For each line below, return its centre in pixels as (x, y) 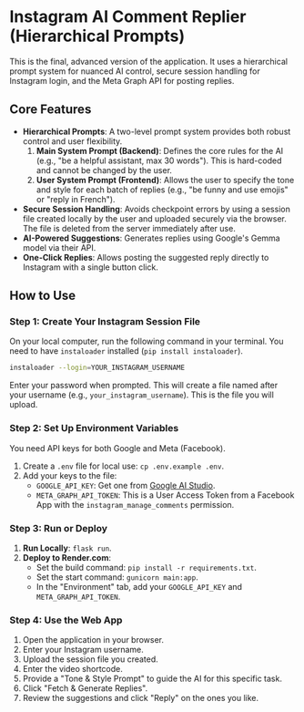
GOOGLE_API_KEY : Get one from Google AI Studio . (126, 485)
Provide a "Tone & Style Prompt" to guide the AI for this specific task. (152, 679)
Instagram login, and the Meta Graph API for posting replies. (122, 80)
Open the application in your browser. (93, 640)
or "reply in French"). (76, 199)
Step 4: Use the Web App (66, 620)
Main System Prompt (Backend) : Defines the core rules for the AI (160, 150)
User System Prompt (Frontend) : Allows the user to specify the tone (165, 180)
